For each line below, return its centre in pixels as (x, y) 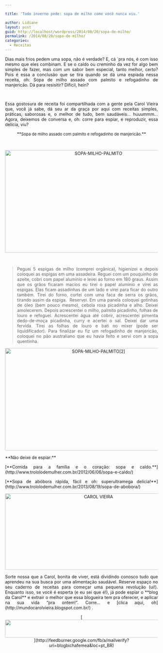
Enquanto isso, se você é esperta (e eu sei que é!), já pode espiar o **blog (81, 592)
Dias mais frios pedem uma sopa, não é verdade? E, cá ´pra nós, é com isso (81, 59)
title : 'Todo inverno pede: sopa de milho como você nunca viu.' (72, 14)
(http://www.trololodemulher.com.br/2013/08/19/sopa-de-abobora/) (73, 487)
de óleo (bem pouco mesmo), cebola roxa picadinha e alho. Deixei (87, 305)
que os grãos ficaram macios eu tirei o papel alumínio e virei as (87, 284)
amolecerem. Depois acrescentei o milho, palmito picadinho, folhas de (87, 310)
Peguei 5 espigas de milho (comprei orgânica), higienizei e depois (87, 269)
